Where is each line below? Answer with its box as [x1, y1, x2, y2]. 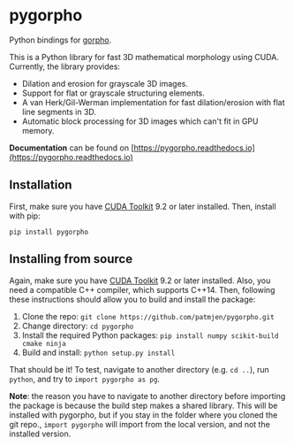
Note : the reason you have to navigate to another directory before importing [9, 390, 286, 401]
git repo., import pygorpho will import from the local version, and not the [9, 419, 271, 429]
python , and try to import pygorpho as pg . [9, 373, 161, 384]
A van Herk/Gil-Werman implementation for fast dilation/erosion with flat [21, 96, 285, 107]
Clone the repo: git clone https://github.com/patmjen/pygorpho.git [21, 311, 275, 321]
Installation [9, 178, 72, 193]
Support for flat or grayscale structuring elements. [21, 88, 206, 98]
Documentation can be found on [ [9, 142, 134, 153]
